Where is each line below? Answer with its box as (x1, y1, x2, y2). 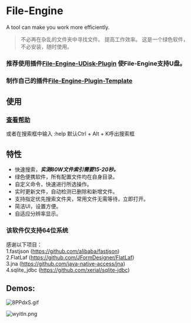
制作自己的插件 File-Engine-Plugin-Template (6, 77, 133, 85)
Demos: (6, 283, 35, 293)
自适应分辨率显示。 (14, 210, 62, 217)
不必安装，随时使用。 (20, 43, 72, 50)
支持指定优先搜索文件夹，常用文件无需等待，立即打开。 (14, 196, 149, 203)
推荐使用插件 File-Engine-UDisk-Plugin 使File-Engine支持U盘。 (6, 59, 186, 67)
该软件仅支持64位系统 (6, 226, 69, 235)
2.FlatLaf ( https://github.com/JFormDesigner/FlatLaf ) (6, 253, 135, 261)
